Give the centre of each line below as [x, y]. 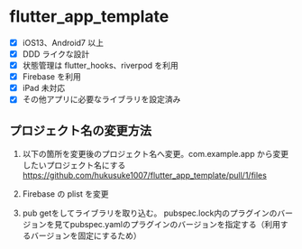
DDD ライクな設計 [56, 54]
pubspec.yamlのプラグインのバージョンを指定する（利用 [175, 225]
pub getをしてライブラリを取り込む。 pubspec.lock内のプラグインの [150, 213]
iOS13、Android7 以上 [63, 42]
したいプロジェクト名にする [74, 165]
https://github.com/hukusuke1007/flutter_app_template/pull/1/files [145, 175]
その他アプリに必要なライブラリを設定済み [101, 99]
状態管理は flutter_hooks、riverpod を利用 [100, 66]
